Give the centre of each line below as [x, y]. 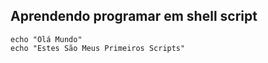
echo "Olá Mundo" [46, 39]
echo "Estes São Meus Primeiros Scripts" [98, 48]
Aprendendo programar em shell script [134, 16]
